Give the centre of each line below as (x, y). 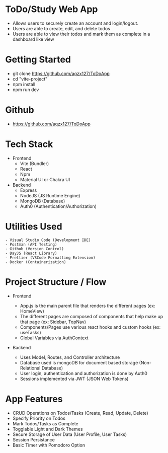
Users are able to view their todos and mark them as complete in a (81, 34)
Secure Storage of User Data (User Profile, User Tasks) (70, 434)
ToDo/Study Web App (52, 9)
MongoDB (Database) (43, 201)
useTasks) (30, 332)
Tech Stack (29, 144)
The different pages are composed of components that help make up (92, 316)
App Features (34, 399)
